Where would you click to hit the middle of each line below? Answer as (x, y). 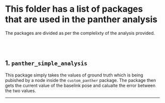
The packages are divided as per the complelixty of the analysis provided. (80, 33)
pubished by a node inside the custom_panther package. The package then (81, 80)
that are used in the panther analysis (81, 19)
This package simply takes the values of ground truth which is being (74, 75)
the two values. (21, 90)
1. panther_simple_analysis (46, 63)
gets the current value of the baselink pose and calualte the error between (80, 85)
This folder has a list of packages (74, 9)
